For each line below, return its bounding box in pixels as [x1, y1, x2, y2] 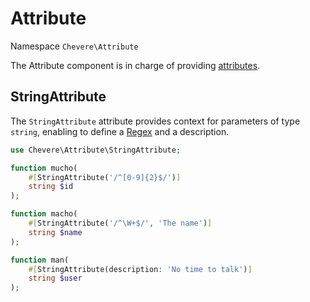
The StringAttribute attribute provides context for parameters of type [10, 115, 301, 127]
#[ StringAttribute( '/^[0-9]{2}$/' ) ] [28, 172, 182, 182]
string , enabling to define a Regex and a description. [10, 125, 230, 137]
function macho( [10, 209, 78, 219]
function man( [10, 255, 70, 265]
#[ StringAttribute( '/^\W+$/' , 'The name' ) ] [28, 218, 213, 228]
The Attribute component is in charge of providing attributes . [10, 59, 261, 71]
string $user [28, 273, 83, 284]
